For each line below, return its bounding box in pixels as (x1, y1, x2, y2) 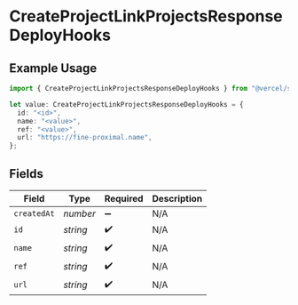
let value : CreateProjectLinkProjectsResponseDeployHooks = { (9, 100, 244, 108)
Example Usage (9, 60, 98, 76)
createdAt (13, 208, 55, 219)
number (63, 207, 96, 220)
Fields (9, 166, 44, 181)
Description (152, 192, 203, 205)
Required (104, 192, 144, 205)
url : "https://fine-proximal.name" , (17, 133, 153, 142)
